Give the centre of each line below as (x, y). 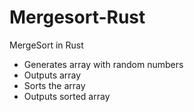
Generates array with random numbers (103, 64)
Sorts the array (54, 85)
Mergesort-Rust (77, 17)
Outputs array (52, 75)
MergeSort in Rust (46, 45)
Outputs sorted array (67, 96)
